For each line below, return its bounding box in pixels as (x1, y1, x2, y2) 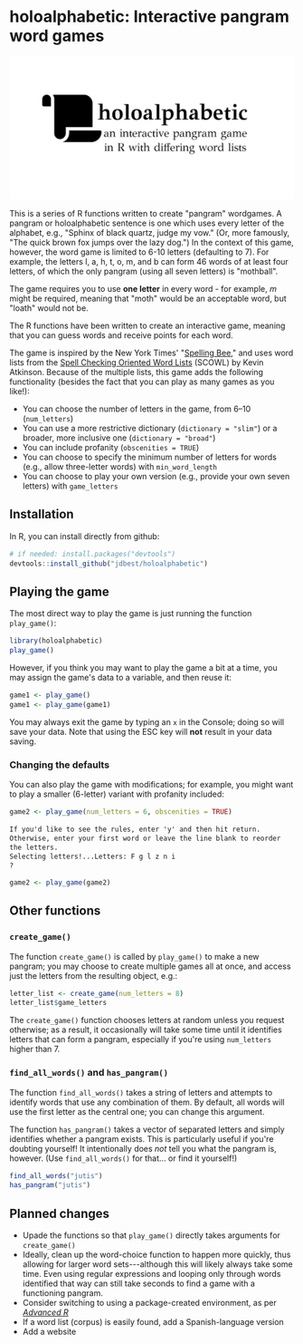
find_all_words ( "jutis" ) (9, 1171, 103, 1180)
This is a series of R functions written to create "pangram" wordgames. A (9, 208, 282, 218)
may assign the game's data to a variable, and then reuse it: (9, 672, 232, 683)
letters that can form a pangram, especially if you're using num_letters (9, 1034, 272, 1045)
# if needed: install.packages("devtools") (9, 549, 176, 558)
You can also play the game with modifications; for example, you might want (9, 779, 294, 790)
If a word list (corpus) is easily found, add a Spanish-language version (22, 1317, 285, 1328)
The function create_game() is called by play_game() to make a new (9, 951, 260, 962)
